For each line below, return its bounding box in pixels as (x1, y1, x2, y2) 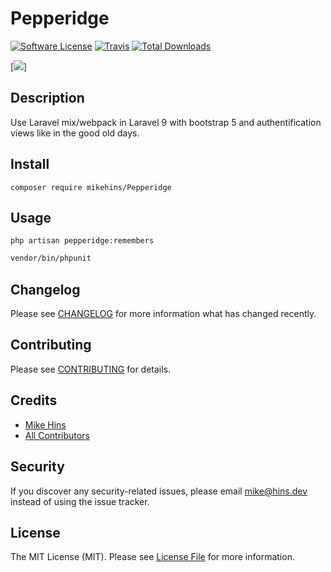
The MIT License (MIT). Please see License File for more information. (10, 551, 295, 563)
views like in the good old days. (10, 127, 140, 139)
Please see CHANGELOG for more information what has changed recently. (10, 308, 317, 320)
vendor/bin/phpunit (10, 253, 92, 264)
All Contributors (24, 429, 90, 441)
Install (10, 156, 50, 173)
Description (10, 90, 85, 107)
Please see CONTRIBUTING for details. (10, 363, 172, 375)
